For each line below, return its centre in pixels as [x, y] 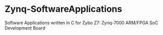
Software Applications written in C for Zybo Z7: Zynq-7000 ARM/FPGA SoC [81, 23]
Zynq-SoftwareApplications [63, 9]
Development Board [25, 28]
